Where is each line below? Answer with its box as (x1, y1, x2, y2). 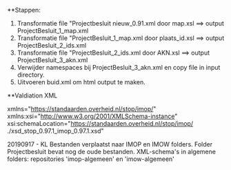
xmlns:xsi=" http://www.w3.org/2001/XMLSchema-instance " (7, 112, 178, 120)
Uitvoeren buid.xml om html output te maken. (17, 78, 146, 86)
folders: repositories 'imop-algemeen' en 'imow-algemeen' (7, 155, 174, 163)
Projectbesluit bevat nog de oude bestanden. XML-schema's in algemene (7, 148, 216, 155)
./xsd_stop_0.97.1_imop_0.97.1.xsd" (7, 127, 105, 135)
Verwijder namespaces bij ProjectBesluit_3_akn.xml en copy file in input (17, 64, 221, 71)
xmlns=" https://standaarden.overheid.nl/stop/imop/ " (7, 105, 157, 113)
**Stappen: (7, 6, 41, 14)
